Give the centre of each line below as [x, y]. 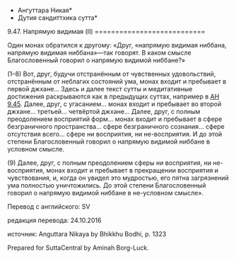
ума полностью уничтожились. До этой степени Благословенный [107, 185]
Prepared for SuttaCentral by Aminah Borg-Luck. [78, 248]
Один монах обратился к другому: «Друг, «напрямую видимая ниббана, [117, 45]
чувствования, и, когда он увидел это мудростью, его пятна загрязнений [118, 178]
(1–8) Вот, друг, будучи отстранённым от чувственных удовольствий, [112, 74]
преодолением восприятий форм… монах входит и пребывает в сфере [115, 119]
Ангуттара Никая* [45, 10]
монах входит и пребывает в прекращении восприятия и [132, 170]
